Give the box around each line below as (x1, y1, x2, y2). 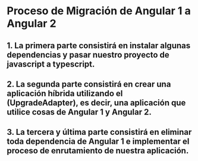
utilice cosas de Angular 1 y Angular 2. (7, 107, 152, 117)
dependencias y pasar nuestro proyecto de (7, 49, 170, 60)
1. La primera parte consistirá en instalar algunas (7, 40, 191, 50)
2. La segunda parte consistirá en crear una (7, 79, 171, 89)
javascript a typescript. (7, 59, 95, 69)
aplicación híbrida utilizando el (7, 88, 123, 99)
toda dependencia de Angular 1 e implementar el (7, 137, 190, 147)
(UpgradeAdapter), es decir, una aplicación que (7, 97, 186, 108)
